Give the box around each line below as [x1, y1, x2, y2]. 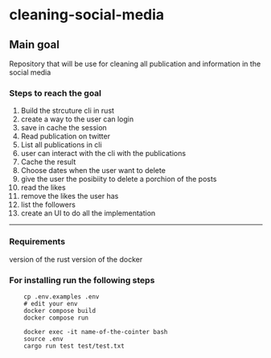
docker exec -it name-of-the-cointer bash [23, 327, 168, 335]
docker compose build [23, 307, 96, 315]
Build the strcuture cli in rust [20, 106, 115, 116]
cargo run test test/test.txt [23, 342, 125, 350]
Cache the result [20, 157, 76, 167]
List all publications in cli [20, 140, 103, 150]
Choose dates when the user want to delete [20, 166, 166, 175]
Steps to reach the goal [9, 87, 102, 98]
